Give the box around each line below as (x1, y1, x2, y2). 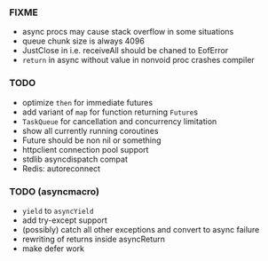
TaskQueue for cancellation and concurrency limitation (21, 115, 217, 126)
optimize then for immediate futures (21, 97, 154, 107)
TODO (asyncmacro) (9, 185, 100, 197)
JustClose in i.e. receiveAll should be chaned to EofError (21, 45, 229, 56)
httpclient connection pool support (21, 144, 149, 154)
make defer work (21, 242, 85, 254)
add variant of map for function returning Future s (21, 107, 198, 117)
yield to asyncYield (21, 205, 94, 216)
